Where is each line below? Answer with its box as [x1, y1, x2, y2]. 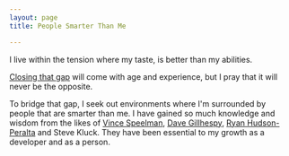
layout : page [9, 13, 58, 22]
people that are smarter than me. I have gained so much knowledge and [9, 108, 276, 118]
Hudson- [246, 117, 280, 128]
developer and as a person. [9, 136, 110, 147]
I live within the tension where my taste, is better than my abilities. [9, 54, 253, 65]
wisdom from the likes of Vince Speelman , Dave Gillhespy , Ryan [9, 117, 245, 128]
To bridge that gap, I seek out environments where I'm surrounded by [9, 98, 267, 108]
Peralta [9, 126, 36, 137]
